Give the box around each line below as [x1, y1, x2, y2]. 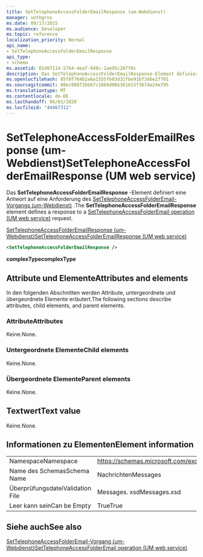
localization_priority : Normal [6, 37, 85, 43]
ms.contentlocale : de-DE [6, 93, 69, 99]
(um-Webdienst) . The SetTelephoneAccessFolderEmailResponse [31, 202, 196, 209]
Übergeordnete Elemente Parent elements [6, 374, 131, 383]
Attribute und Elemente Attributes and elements [6, 273, 188, 283]
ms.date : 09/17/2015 [6, 20, 59, 26]
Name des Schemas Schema [9, 466, 89, 475]
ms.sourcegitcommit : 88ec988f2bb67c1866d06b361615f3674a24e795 [6, 82, 169, 88]
